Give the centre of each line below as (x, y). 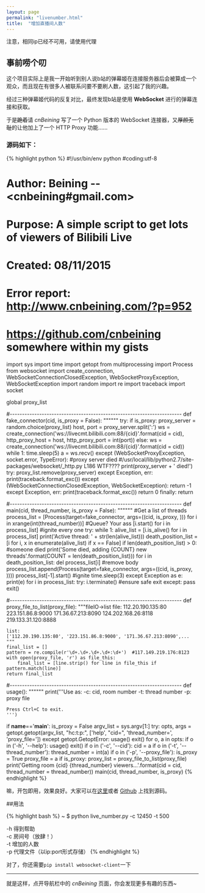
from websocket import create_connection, (60, 371)
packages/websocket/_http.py (45, 466)
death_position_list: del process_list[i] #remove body (73, 562)
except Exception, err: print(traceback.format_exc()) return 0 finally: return (100, 492)
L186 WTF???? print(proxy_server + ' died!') (138, 466)
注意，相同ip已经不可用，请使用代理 (51, 42)
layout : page (23, 12)
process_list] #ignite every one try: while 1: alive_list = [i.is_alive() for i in (97, 530)
